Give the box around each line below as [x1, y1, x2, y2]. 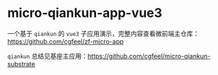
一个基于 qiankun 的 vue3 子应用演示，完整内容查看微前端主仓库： [7, 29, 199, 37]
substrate [7, 59, 36, 68]
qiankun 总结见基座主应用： [7, 52, 88, 60]
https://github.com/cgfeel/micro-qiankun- [88, 52, 211, 60]
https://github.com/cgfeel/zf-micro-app [7, 37, 124, 45]
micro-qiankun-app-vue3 [7, 5, 162, 21]
